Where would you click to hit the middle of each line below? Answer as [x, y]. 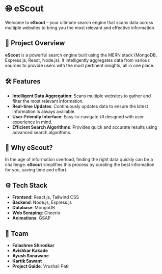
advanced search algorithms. [42, 132]
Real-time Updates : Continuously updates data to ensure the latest [80, 106]
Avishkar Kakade [30, 250]
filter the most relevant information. [48, 101]
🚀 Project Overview [35, 43]
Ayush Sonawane [30, 256]
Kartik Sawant [27, 261]
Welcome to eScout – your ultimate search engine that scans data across [79, 22]
